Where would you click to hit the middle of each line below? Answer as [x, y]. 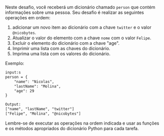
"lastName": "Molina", [38, 86]
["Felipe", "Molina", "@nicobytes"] [43, 114]
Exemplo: [15, 63]
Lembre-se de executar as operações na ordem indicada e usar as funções [82, 123]
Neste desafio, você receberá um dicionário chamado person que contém [80, 7]
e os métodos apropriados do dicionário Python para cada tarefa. [72, 128]
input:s [13, 72]
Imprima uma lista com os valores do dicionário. [61, 54]
